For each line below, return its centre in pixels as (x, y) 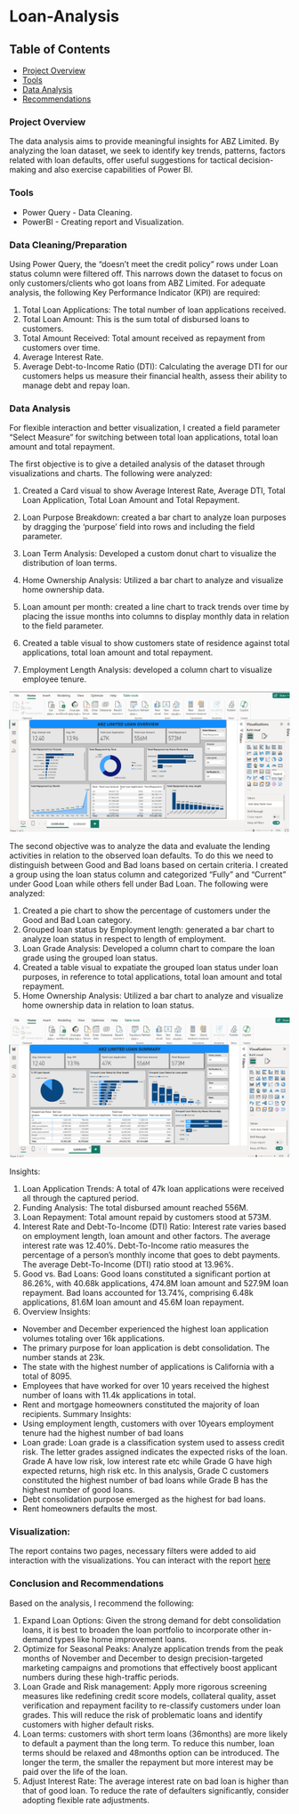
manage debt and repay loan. (76, 385)
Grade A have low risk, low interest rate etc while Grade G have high (147, 1462)
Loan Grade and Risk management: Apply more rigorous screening (144, 1686)
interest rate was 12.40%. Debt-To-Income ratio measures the (135, 1246)
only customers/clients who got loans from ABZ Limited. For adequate (137, 283)
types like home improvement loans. (121, 1639)
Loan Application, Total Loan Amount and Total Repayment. (131, 500)
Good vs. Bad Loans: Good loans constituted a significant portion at (146, 1274)
